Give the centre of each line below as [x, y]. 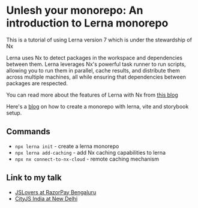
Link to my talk [34, 178]
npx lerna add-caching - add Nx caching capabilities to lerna [90, 152]
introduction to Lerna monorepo [87, 23]
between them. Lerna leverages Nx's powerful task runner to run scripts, [96, 64]
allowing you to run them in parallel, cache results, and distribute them [93, 70]
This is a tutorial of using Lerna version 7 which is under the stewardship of [99, 40]
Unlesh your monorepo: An [75, 10]
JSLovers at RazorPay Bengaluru [55, 192]
